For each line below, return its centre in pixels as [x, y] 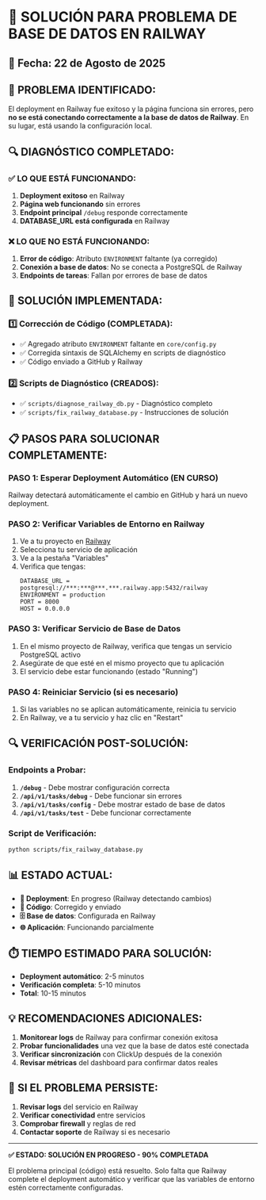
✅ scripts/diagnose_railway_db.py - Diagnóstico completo [116, 404]
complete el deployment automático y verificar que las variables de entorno [131, 1179]
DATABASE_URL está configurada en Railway [95, 221]
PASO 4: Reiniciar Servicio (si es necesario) [93, 692]
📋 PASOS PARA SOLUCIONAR [84, 439]
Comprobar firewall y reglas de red [78, 1124]
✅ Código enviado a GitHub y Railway [81, 362]
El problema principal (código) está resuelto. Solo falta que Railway [118, 1171]
